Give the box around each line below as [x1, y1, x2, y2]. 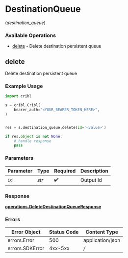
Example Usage [5, 83, 43, 89]
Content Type [85, 229, 119, 235]
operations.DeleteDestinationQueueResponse [5, 203, 102, 209]
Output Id [80, 177, 102, 184]
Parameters [5, 155, 33, 162]
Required [53, 167, 76, 174]
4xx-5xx [49, 245, 70, 252]
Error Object [11, 229, 41, 235]
